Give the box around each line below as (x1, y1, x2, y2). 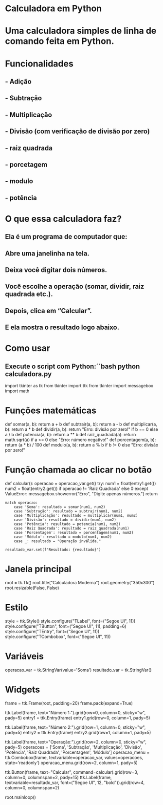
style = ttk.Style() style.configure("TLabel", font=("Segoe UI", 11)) (5, 618, 136, 624)
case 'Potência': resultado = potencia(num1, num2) (14, 522, 121, 527)
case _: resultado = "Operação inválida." (14, 539, 101, 544)
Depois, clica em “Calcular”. (5, 306, 92, 315)
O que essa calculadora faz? (5, 213, 122, 224)
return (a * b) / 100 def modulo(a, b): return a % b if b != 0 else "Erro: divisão (5, 442, 159, 448)
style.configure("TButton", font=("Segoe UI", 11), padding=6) (5, 623, 127, 629)
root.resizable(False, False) (5, 585, 59, 591)
